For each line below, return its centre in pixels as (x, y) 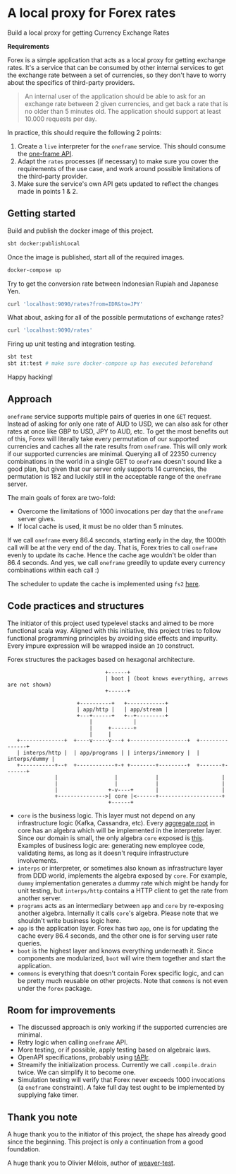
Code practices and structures (76, 606)
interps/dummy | (31, 759)
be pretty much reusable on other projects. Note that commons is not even (123, 980)
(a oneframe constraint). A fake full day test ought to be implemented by (121, 1088)
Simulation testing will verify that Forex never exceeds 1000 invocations (121, 1080)
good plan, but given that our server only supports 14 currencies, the (107, 469)
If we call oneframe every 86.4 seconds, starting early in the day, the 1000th (117, 540)
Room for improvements (62, 1010)
